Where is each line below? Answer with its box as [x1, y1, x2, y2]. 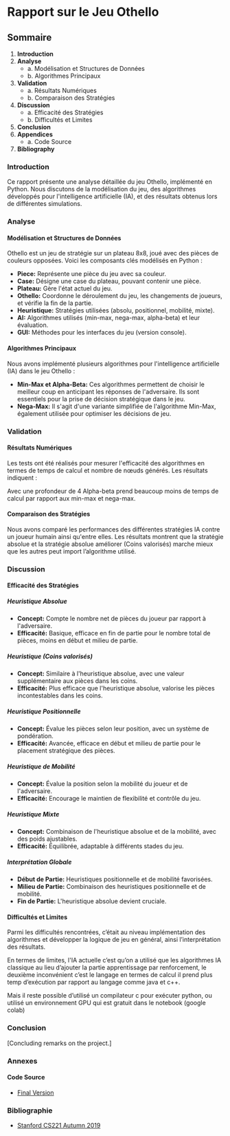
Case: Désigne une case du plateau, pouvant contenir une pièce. [16, 277, 201, 286]
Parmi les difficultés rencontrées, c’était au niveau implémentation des [7, 928, 206, 936]
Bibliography [16, 145, 55, 153]
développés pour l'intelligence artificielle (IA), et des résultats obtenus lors [7, 192, 218, 200]
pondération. [16, 732, 54, 740]
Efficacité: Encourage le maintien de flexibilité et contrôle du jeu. [16, 795, 201, 803]
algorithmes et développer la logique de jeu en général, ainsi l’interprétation [7, 936, 221, 944]
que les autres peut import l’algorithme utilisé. [7, 547, 137, 555]
